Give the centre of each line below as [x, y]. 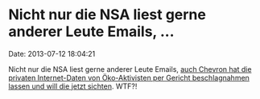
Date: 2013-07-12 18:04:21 [52, 53]
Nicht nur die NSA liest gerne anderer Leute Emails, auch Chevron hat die [130, 69]
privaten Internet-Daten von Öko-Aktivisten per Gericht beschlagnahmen [129, 77]
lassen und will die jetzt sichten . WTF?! [73, 86]
